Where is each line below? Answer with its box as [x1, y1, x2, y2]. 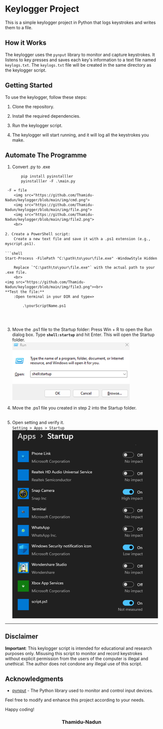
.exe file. [5, 270, 27, 275]
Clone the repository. [12, 104, 54, 109]
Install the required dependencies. [12, 113, 81, 119]
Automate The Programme [5, 151, 87, 159]
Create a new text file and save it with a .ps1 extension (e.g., [14, 237, 151, 242]
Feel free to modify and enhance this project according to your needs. [5, 697, 145, 703]
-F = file [7, 188, 27, 193]
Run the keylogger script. [12, 123, 63, 128]
